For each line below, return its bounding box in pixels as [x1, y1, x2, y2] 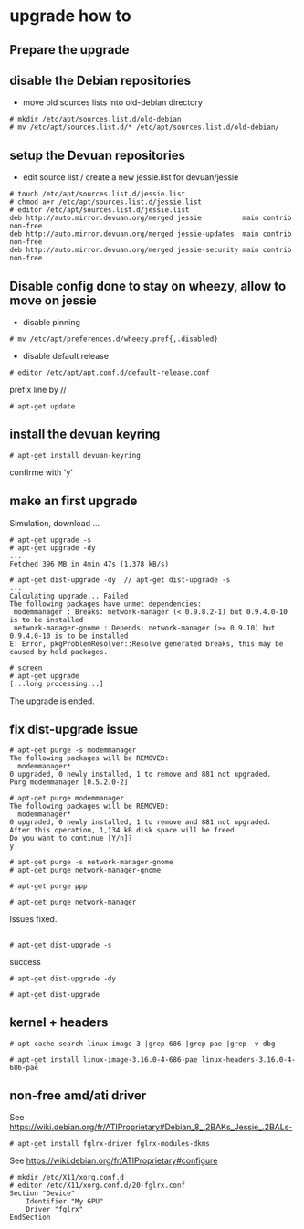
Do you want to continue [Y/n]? [9, 833, 132, 843]
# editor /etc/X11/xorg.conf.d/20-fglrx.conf [9, 1181, 185, 1191]
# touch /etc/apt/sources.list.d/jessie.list [9, 189, 185, 199]
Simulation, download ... [9, 517, 100, 528]
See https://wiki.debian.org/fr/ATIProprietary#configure [9, 1155, 218, 1166]
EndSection [9, 1213, 51, 1223]
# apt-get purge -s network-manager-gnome [9, 858, 173, 867]
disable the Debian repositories [9, 72, 192, 88]
